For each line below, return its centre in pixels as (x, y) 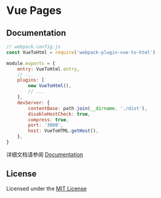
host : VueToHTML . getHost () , (63, 131)
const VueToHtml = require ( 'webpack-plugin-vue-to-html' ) (81, 52)
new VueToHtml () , (50, 86)
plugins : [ (31, 80)
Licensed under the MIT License (46, 188)
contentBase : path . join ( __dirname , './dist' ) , (88, 108)
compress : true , (48, 120)
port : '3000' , (46, 125)
